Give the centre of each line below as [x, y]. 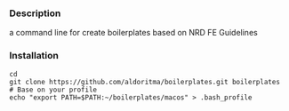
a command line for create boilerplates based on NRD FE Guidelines [133, 33]
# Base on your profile [53, 90]
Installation [34, 56]
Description [35, 13]
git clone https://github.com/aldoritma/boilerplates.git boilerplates [144, 82]
